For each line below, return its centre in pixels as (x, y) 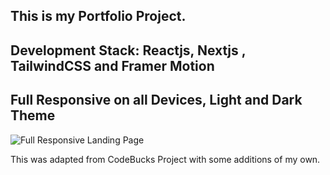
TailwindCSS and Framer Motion (112, 65)
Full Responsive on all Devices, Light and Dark (156, 100)
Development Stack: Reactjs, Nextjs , (128, 50)
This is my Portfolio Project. (98, 16)
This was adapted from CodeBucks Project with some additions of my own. (165, 159)
